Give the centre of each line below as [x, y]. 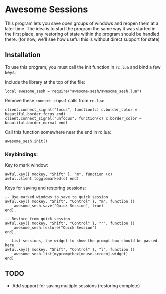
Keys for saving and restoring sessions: [46, 188]
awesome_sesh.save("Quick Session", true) [59, 206]
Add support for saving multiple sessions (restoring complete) [76, 286]
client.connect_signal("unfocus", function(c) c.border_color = [73, 118]
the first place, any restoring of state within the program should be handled [82, 34]
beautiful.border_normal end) [37, 123]
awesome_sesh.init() [27, 141]
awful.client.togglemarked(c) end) [42, 179]
